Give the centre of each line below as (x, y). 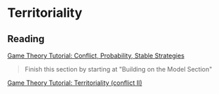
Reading (26, 39)
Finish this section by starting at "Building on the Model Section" (118, 69)
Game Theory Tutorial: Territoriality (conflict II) (75, 83)
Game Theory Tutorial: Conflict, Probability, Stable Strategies (96, 55)
